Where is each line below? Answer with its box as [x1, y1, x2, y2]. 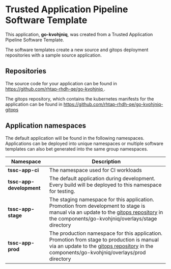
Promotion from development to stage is [49, 202, 146, 209]
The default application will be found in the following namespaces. [5, 135, 145, 141]
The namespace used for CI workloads [49, 166, 142, 174]
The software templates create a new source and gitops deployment [5, 46, 149, 53]
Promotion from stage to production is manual [49, 236, 159, 243]
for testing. [49, 187, 75, 194]
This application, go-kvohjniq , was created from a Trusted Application [5, 31, 153, 37]
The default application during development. [49, 175, 155, 182]
